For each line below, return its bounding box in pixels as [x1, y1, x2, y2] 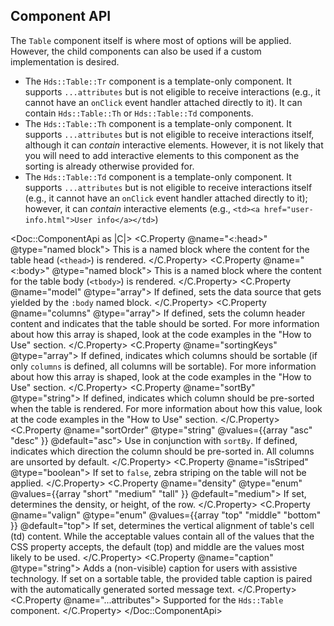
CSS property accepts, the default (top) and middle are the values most [10, 540, 305, 553]
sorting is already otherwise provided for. [24, 160, 195, 172]
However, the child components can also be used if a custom [10, 45, 262, 57]
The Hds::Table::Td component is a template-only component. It [24, 170, 292, 183]
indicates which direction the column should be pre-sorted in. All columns [10, 445, 315, 457]
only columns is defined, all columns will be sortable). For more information [10, 360, 317, 372]
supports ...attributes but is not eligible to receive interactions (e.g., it [24, 85, 321, 98]
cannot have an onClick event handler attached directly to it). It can [24, 96, 303, 108]
